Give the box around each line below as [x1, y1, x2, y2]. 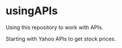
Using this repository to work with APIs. [5, 24, 103, 31]
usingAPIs [5, 4, 58, 18]
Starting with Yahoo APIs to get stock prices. [5, 35, 117, 42]
